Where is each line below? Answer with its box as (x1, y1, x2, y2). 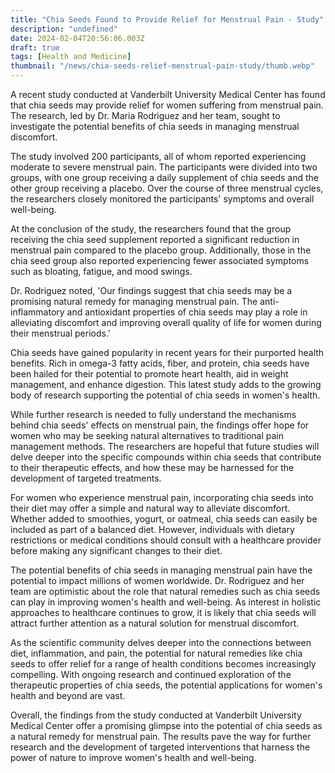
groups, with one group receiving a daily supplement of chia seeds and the (10, 172, 319, 183)
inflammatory (10, 306, 65, 318)
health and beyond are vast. (10, 690, 126, 701)
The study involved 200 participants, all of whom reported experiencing (10, 151, 307, 162)
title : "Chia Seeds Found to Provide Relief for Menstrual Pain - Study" (10, 14, 325, 25)
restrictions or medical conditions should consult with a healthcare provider (10, 534, 322, 546)
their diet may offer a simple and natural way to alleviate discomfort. (10, 502, 291, 514)
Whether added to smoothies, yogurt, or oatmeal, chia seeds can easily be (10, 513, 318, 525)
